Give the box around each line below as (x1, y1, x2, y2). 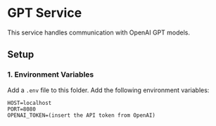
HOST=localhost (7, 99, 52, 106)
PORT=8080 (7, 106, 37, 113)
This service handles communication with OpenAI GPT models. (7, 28, 191, 37)
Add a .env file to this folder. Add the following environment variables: (7, 86, 210, 94)
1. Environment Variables (7, 70, 94, 80)
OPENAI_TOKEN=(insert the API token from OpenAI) (7, 111, 156, 119)
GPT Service (7, 5, 82, 21)
